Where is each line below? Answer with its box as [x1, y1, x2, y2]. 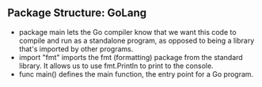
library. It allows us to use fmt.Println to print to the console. [18, 61, 215, 70]
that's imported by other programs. [18, 43, 134, 54]
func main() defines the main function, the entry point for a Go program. [18, 69, 254, 78]
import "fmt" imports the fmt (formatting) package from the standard [18, 52, 243, 62]
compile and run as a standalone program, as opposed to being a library [18, 36, 255, 45]
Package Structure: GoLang [7, 6, 147, 20]
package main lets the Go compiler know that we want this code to [18, 27, 237, 36]
